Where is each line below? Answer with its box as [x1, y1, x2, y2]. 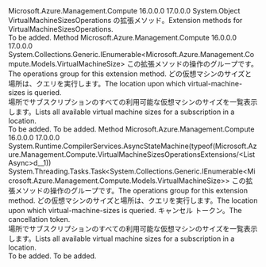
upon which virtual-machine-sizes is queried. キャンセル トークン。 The [8, 206, 242, 215]
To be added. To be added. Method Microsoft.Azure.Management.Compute [8, 124, 255, 134]
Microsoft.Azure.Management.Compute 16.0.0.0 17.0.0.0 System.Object [8, 6, 241, 15]
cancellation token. [8, 215, 71, 223]
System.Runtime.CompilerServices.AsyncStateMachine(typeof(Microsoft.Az [8, 141, 257, 151]
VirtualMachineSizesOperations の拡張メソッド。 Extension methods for [8, 16, 243, 25]
